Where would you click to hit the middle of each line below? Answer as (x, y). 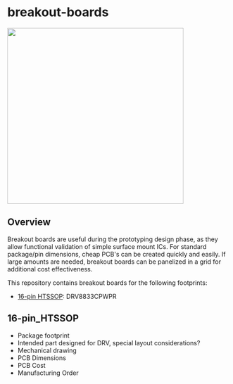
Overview (29, 222)
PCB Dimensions (42, 358)
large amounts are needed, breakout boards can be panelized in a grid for (114, 262)
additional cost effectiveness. (50, 269)
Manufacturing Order (48, 373)
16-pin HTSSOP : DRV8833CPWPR (67, 296)
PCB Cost (31, 365)
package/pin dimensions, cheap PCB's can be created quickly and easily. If (116, 254)
